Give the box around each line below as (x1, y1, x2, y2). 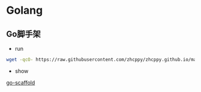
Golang (6, 4, 43, 17)
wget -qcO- (6, 57, 33, 63)
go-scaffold (6, 79, 35, 86)
